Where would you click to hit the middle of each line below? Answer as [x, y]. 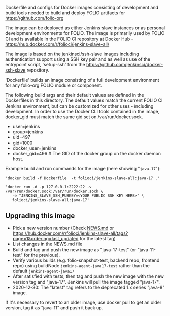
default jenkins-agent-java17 [43, 271]
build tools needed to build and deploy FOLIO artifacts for [65, 13]
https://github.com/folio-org [35, 18]
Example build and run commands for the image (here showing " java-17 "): [83, 169]
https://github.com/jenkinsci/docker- [125, 65]
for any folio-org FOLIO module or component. [54, 85]
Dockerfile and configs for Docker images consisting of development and [82, 7]
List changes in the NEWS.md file [47, 244]
